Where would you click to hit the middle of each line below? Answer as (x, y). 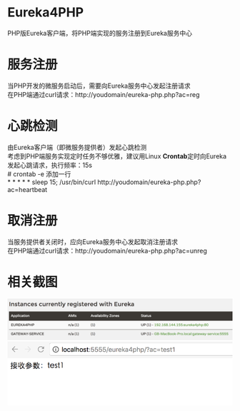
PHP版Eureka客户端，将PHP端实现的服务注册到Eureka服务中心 (100, 33)
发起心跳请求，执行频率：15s (50, 165)
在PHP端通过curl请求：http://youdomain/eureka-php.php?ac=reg (104, 94)
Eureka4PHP (46, 12)
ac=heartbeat (27, 189)
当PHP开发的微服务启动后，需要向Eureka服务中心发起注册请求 (99, 86)
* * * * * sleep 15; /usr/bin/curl (52, 182)
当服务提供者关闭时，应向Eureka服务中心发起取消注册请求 (93, 242)
